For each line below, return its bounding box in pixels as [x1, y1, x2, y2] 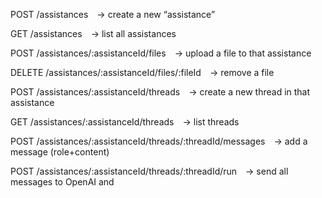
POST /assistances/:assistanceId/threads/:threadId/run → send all [10, 165, 289, 177]
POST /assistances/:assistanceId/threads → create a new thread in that [10, 86, 311, 98]
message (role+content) [10, 146, 110, 158]
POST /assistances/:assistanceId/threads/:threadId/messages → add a [10, 135, 308, 147]
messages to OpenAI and [10, 176, 115, 188]
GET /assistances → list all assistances [10, 28, 177, 39]
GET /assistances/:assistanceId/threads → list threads [10, 116, 240, 128]
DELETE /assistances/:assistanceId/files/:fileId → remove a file [10, 67, 275, 78]
